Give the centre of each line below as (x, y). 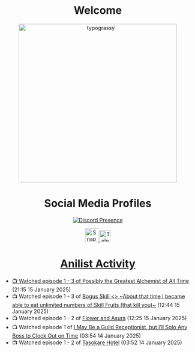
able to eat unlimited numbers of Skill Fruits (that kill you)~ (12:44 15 (96, 305)
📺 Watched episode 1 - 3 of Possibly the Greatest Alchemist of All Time (100, 281)
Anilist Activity (98, 264)
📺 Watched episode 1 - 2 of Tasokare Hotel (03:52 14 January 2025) (97, 342)
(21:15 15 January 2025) (41, 290)
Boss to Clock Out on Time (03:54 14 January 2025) (76, 335)
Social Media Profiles (98, 203)
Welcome (98, 11)
